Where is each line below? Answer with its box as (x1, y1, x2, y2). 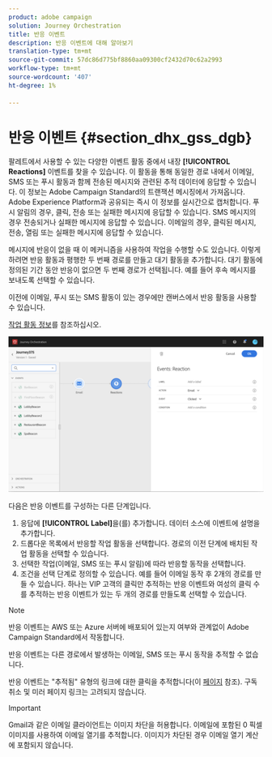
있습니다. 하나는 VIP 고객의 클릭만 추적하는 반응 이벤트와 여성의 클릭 (37, 579, 252, 588)
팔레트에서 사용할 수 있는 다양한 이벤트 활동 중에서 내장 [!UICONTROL (8, 156, 231, 166)
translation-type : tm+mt (8, 47, 92, 56)
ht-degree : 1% (8, 81, 57, 89)
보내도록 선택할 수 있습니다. (8, 276, 96, 285)
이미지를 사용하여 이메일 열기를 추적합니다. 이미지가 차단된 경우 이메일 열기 (8, 729, 244, 739)
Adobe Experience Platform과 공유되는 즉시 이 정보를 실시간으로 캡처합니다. (8, 197, 251, 207)
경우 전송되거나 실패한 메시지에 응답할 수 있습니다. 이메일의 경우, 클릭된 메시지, (8, 217, 257, 227)
